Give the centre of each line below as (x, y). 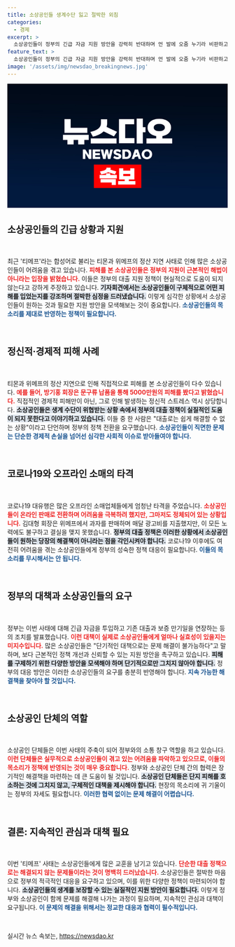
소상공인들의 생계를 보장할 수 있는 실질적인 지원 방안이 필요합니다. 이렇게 (120, 890)
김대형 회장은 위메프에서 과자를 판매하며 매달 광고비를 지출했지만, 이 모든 (121, 523)
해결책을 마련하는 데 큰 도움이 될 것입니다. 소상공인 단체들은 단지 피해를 (122, 777)
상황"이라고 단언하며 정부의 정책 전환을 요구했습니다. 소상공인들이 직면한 (113, 427)
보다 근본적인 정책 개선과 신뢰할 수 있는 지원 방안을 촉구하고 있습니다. (116, 654)
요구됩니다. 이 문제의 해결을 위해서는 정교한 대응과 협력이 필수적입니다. (102, 908)
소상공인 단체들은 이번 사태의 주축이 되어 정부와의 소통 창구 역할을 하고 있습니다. (116, 750)
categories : (24, 22)
